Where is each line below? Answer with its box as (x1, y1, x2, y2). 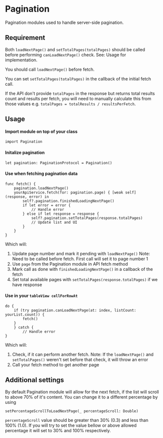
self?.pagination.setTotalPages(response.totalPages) (31, 215, 143, 220)
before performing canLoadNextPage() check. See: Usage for (5, 52, 126, 57)
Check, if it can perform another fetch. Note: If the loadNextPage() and (12, 351, 154, 357)
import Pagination (5, 139, 42, 144)
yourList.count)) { (5, 312, 45, 317)
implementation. (5, 57, 38, 63)
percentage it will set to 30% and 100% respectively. (5, 427, 111, 433)
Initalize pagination (5, 150, 45, 155)
